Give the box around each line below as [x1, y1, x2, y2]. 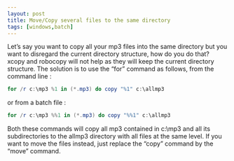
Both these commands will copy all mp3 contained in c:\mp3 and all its [7, 125, 211, 133]
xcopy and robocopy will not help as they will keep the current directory [7, 57, 215, 66]
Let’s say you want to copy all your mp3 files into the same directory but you [7, 43, 228, 51]
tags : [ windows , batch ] [7, 23, 74, 30]
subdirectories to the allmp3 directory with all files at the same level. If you [7, 132, 222, 141]
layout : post [7, 10, 46, 17]
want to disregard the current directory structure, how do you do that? [7, 50, 210, 58]
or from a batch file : [7, 99, 67, 107]
